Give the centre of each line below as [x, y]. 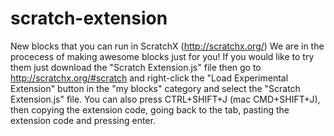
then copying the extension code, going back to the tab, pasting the [150, 109]
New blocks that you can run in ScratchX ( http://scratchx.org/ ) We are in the [167, 46]
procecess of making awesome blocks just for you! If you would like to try [162, 56]
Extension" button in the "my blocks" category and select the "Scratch [155, 88]
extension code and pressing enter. [83, 120]
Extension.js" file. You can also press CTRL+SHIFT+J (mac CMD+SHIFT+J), [165, 99]
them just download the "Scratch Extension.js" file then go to [136, 67]
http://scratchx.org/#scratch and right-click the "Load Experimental [149, 78]
